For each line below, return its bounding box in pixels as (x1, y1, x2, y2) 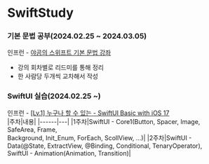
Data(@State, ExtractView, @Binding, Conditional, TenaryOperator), (7, 142, 203, 150)
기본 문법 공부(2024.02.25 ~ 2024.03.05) (7, 32, 147, 41)
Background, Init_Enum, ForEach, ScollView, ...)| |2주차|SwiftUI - (7, 133, 192, 142)
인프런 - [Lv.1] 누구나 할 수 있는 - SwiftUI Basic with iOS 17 (7, 109, 170, 117)
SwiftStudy (7, 5, 74, 21)
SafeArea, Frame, (7, 125, 58, 134)
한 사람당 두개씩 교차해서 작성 (17, 72, 98, 81)
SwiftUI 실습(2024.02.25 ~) (7, 91, 101, 101)
